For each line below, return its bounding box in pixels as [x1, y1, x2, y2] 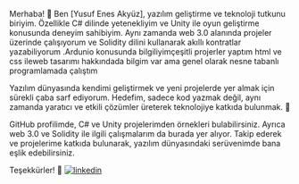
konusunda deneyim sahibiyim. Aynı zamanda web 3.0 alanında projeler [9, 28, 272, 38]
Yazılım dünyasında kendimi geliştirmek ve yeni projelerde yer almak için [9, 83, 275, 93]
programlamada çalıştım [9, 65, 98, 76]
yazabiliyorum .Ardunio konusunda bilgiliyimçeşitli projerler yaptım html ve [9, 46, 283, 57]
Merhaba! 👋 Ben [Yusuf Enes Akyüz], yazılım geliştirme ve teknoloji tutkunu [9, 9, 286, 19]
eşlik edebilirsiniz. [9, 147, 76, 158]
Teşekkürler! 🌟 [9, 165, 62, 175]
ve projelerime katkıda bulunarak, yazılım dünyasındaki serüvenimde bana [9, 138, 281, 148]
